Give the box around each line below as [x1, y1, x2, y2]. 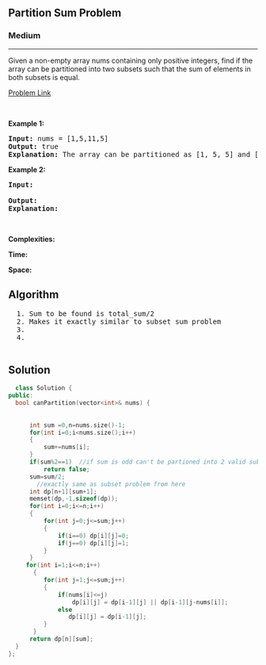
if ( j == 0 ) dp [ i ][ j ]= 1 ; [58, 539, 129, 547]
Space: [8, 265, 32, 275]
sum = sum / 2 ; [28, 472, 66, 481]
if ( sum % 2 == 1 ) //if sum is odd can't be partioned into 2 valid [28, 458, 246, 467]
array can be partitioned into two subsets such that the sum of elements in [8, 63, 251, 74]
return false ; [43, 465, 90, 473]
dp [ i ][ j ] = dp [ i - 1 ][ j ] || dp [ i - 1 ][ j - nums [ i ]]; [71, 598, 229, 606]
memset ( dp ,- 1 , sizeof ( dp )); [28, 495, 119, 503]
